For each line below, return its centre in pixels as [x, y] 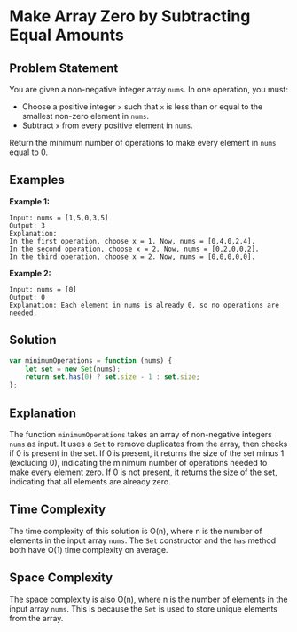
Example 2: [30, 273]
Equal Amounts [66, 35]
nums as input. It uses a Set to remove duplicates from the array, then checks [148, 444]
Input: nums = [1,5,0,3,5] [59, 218]
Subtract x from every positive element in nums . [107, 125]
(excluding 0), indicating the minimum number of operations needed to [138, 462]
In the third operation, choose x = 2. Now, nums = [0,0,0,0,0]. [132, 256]
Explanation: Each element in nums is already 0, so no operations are [144, 305]
